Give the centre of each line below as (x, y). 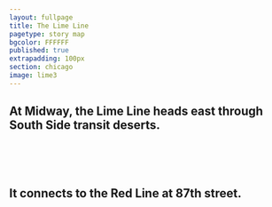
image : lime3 (33, 76)
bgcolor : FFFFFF (39, 42)
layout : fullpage (41, 17)
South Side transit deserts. (85, 125)
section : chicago (41, 68)
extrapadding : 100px (47, 59)
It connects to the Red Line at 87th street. (125, 193)
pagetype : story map (47, 34)
